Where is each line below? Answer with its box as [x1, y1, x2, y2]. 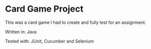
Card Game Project [5, 3, 84, 15]
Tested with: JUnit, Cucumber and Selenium [5, 38, 94, 44]
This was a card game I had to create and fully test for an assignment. [5, 19, 146, 25]
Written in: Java [5, 29, 37, 34]
